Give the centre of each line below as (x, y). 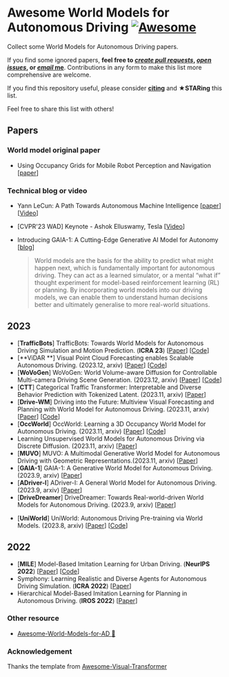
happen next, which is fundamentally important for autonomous (125, 268)
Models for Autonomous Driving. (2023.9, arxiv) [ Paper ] (97, 504)
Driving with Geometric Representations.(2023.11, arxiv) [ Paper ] (108, 461)
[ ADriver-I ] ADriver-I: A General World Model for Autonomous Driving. (117, 483)
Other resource (33, 618)
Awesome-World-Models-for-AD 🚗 (66, 633)
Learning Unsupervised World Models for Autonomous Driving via (111, 438)
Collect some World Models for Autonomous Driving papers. (93, 46)
